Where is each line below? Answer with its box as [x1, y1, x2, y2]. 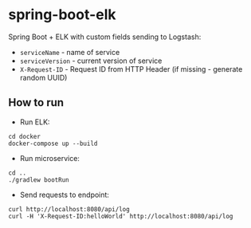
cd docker [8, 132, 41, 140]
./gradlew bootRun [8, 175, 69, 184]
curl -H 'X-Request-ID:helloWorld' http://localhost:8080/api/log [8, 212, 233, 220]
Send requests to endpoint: [19, 190, 110, 199]
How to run [8, 96, 65, 109]
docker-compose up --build [8, 140, 98, 147]
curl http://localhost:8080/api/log [8, 205, 130, 213]
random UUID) [19, 73, 68, 82]
